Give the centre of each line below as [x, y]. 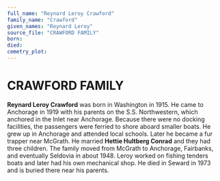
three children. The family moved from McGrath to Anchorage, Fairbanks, [110, 148]
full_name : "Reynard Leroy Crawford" [61, 13]
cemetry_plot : [27, 52]
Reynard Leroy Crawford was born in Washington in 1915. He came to [105, 104]
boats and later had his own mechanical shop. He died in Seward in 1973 [109, 162]
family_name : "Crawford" [42, 20]
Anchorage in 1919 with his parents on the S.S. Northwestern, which [102, 112]
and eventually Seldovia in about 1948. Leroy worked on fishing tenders [108, 156]
